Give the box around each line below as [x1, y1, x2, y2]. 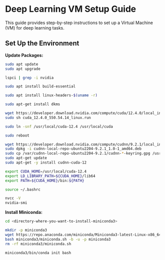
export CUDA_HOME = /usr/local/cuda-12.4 [5, 169, 87, 174]
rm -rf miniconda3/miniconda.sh [5, 241, 71, 246]
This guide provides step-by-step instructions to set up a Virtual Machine [5, 20, 153, 26]
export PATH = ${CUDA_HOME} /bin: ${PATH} [5, 178, 84, 183]
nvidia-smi [5, 201, 27, 205]
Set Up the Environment [5, 39, 80, 48]
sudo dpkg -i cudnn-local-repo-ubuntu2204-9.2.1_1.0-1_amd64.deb [5, 146, 141, 151]
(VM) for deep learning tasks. [5, 25, 65, 30]
